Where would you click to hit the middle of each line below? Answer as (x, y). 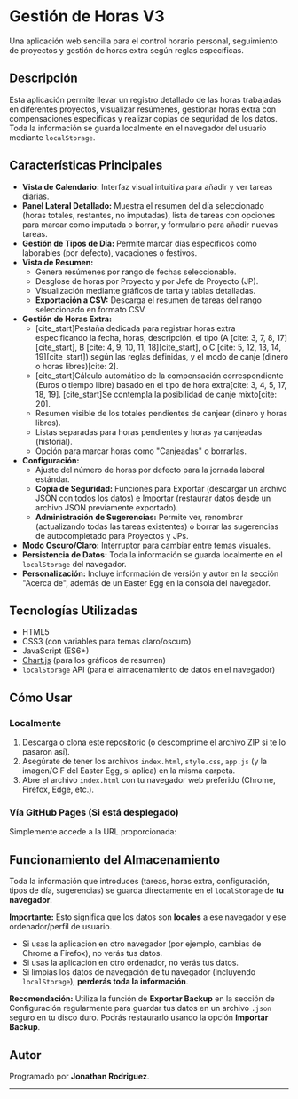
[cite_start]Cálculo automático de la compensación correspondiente (159, 376)
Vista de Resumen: (58, 262)
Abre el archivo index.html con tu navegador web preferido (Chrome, (149, 780)
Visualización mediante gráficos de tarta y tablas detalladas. (145, 290)
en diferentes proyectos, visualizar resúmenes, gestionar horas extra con (143, 109)
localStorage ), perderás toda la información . (105, 982)
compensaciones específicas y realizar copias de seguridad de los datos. (143, 118)
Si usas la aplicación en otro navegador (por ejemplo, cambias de (141, 944)
